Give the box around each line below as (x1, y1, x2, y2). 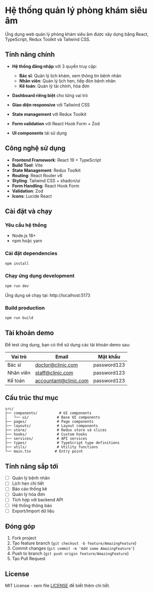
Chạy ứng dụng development (5, 272, 75, 279)
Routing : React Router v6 (12, 172, 63, 178)
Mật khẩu (98, 353, 121, 360)
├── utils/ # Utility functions (5, 445, 98, 450)
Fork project (12, 535, 37, 541)
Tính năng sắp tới (5, 462, 58, 470)
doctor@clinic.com (35, 362, 78, 368)
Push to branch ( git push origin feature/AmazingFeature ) (12, 551, 129, 557)
